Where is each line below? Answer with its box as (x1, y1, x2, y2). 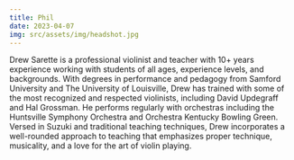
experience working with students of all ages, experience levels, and (9, 64, 264, 75)
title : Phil (9, 13, 54, 22)
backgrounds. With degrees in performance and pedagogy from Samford (9, 74, 281, 84)
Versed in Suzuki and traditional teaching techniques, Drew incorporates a (9, 121, 286, 132)
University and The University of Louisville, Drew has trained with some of (9, 83, 285, 94)
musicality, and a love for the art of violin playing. (9, 140, 192, 151)
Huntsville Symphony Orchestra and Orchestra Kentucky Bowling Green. (9, 111, 279, 122)
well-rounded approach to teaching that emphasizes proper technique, (9, 131, 273, 142)
